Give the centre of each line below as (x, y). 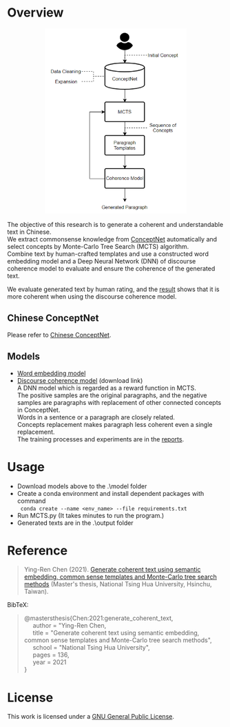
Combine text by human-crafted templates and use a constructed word (108, 254)
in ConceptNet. (39, 410)
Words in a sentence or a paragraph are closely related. (96, 417)
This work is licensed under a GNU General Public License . (91, 717)
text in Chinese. (29, 232)
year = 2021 (50, 662)
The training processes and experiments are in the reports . (101, 439)
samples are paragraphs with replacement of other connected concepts (119, 402)
